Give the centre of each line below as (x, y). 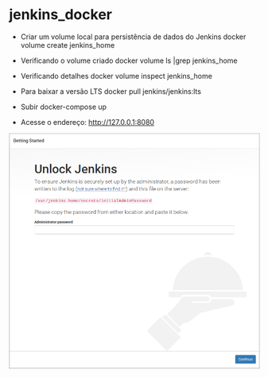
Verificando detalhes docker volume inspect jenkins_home (117, 76)
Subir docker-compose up (63, 107)
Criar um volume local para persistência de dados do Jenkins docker (133, 37)
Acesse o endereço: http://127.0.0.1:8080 (87, 122)
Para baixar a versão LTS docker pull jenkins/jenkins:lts (111, 91)
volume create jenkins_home (68, 45)
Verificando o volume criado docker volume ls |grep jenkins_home (129, 60)
